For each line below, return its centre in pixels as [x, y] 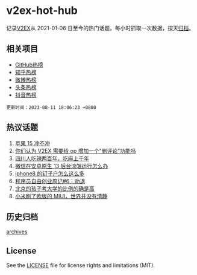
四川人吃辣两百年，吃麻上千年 [52, 158]
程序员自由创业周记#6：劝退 [50, 181]
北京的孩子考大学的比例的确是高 [55, 189]
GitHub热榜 [29, 65]
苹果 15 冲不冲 [32, 143]
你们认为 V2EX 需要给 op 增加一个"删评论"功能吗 [75, 150]
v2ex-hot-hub [42, 11]
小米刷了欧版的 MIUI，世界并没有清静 [61, 196]
